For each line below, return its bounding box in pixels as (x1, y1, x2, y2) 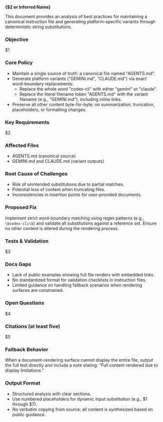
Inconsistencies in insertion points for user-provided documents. (12, 192, 142, 198)
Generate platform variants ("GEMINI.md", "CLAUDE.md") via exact (12, 76, 147, 81)
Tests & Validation (5, 237, 49, 244)
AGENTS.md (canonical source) (12, 153, 76, 159)
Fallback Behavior (5, 346, 49, 353)
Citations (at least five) (5, 323, 60, 329)
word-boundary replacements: (12, 80, 74, 87)
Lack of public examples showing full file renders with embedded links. (12, 272, 155, 278)
